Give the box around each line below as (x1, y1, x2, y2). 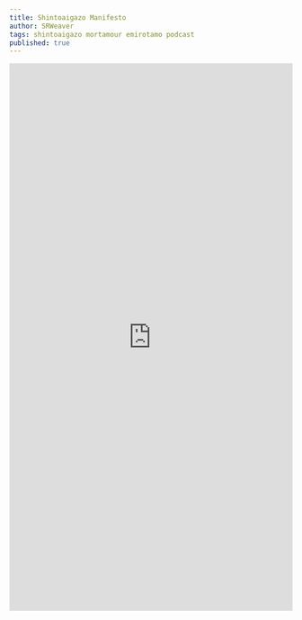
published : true (9, 38, 70, 48)
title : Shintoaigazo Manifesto (9, 13, 127, 22)
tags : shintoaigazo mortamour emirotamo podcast (9, 30, 195, 39)
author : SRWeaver (9, 22, 75, 31)
